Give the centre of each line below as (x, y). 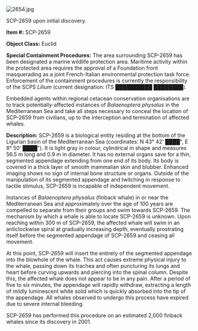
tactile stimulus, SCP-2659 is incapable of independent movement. (88, 186)
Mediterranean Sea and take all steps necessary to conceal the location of (97, 111)
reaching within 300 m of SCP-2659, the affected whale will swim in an (93, 223)
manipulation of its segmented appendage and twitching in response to (93, 179)
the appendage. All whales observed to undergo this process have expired (98, 297)
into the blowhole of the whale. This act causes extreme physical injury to (96, 260)
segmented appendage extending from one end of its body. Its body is (92, 160)
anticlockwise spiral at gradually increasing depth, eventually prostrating (95, 229)
